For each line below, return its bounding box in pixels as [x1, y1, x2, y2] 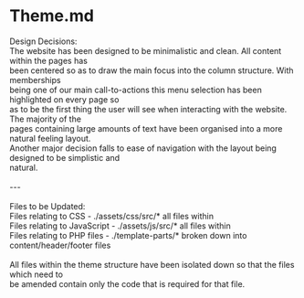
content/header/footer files [9, 239, 111, 250]
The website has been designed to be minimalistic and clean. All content [9, 45, 282, 56]
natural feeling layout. [9, 133, 91, 144]
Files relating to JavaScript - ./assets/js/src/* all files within [9, 220, 231, 231]
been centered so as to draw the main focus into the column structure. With [9, 65, 294, 76]
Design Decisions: [9, 36, 78, 47]
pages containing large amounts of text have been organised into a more [9, 122, 283, 133]
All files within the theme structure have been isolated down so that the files [9, 259, 295, 270]
